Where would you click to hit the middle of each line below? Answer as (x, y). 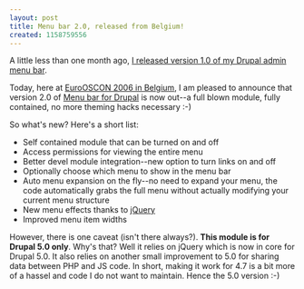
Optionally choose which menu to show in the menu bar (127, 171)
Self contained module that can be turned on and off (121, 143)
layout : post (34, 18)
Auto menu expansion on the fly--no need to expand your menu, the (150, 181)
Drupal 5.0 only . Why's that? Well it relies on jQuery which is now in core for (152, 247)
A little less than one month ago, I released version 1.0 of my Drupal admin (148, 61)
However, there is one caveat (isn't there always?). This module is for (140, 237)
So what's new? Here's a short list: (74, 125)
